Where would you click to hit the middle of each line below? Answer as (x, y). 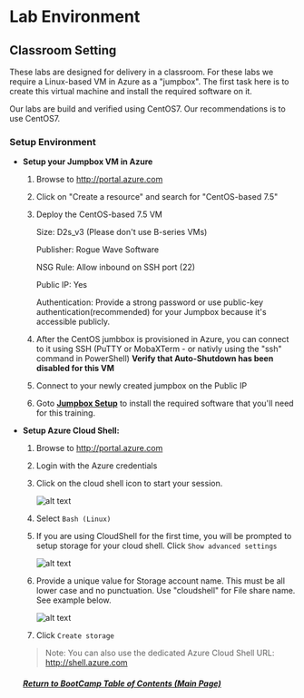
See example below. (74, 600)
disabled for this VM (75, 369)
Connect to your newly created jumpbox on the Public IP (142, 386)
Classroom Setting (63, 50)
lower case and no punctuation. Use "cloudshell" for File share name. (166, 591)
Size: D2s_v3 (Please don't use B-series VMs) (122, 232)
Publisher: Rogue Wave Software (98, 250)
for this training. (66, 413)
